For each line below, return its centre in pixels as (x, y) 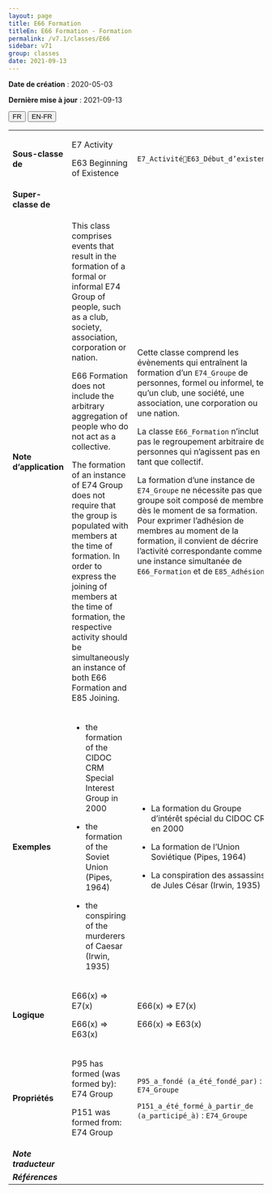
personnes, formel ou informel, (196, 383)
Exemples (32, 846)
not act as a (94, 436)
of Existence (95, 173)
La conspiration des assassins (208, 874)
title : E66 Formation (45, 24)
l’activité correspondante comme (200, 550)
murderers (105, 935)
